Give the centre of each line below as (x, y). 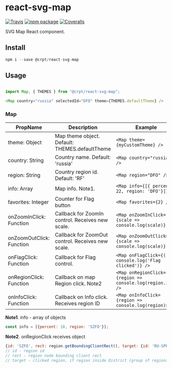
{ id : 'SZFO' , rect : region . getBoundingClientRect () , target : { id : (78, 346)
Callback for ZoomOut (81, 235)
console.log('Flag (138, 260)
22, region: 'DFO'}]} (142, 191)
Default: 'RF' (70, 179)
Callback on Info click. (81, 297)
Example (146, 127)
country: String (26, 161)
